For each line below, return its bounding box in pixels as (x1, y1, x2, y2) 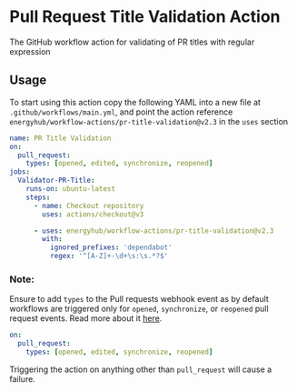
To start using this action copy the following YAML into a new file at (9, 96, 262, 107)
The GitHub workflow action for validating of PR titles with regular (9, 36, 255, 47)
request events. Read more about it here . (9, 313, 163, 324)
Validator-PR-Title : (17, 176, 95, 186)
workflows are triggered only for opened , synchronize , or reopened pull (9, 303, 270, 315)
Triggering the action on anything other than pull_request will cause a (9, 364, 272, 375)
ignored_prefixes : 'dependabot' (49, 243, 173, 252)
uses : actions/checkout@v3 (42, 209, 144, 219)
